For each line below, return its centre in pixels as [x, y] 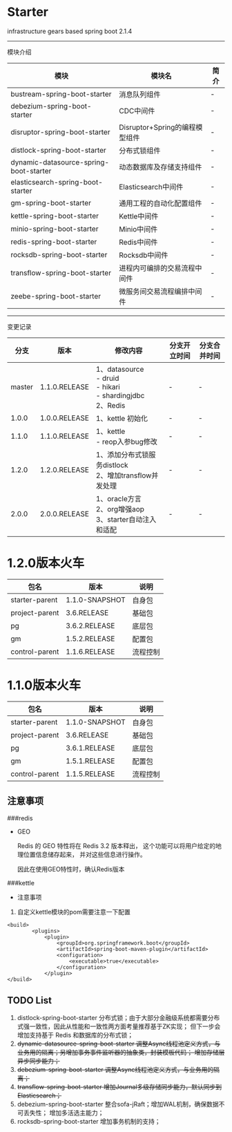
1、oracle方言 [118, 498]
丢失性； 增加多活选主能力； [64, 1113]
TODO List [29, 1000]
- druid [107, 378]
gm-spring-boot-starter [51, 202]
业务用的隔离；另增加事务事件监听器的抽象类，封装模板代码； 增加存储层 [121, 1053]
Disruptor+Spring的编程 [157, 127]
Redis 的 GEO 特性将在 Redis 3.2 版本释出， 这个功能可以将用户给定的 [116, 846]
